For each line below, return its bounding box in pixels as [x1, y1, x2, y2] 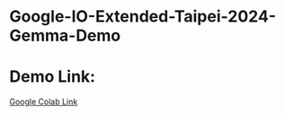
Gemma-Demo [9, 25, 121, 46]
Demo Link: [9, 67, 96, 87]
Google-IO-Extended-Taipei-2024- [9, 6, 277, 27]
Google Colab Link [9, 96, 78, 107]
